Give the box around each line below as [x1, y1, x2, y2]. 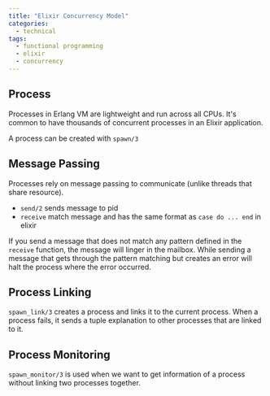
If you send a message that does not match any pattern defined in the [8, 236, 242, 246]
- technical [15, 27, 57, 35]
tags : [8, 34, 27, 43]
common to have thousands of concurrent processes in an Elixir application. [8, 117, 263, 127]
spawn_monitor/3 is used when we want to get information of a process [8, 369, 246, 379]
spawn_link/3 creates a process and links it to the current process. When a [8, 307, 259, 317]
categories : [8, 20, 49, 28]
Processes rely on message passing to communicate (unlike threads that [8, 178, 252, 188]
